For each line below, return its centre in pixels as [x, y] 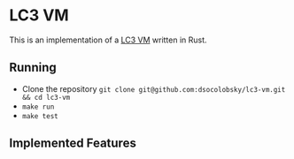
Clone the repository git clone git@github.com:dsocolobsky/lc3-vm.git [154, 88]
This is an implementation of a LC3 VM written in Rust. [108, 40]
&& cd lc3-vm [46, 97]
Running [33, 68]
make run [38, 107]
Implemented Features [73, 144]
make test [40, 116]
